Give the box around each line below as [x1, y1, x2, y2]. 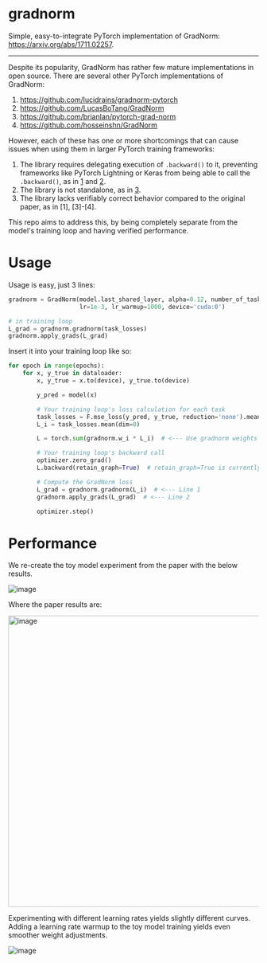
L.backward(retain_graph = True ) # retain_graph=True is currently [37, 464, 261, 472]
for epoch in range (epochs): [8, 362, 105, 370]
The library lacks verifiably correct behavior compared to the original [19, 193, 246, 203]
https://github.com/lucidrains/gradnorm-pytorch [19, 95, 179, 104]
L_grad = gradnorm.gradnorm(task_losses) [8, 324, 148, 333]
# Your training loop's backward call [37, 449, 165, 457]
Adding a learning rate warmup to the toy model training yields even [8, 922, 230, 932]
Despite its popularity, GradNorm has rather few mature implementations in [8, 62, 254, 72]
